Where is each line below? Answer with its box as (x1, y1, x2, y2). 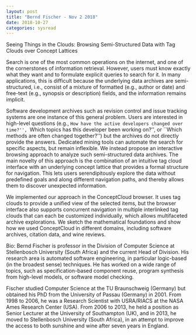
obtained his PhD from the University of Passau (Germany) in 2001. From (6, 291, 181, 298)
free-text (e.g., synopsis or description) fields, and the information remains (6, 90, 186, 97)
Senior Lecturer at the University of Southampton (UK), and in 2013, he (6, 310, 177, 317)
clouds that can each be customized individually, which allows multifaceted (6, 212, 188, 219)
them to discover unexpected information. (6, 182, 107, 190)
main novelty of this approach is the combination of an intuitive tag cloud (6, 157, 182, 164)
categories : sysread (6, 25, 57, 31)
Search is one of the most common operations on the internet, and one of (6, 59, 183, 66)
